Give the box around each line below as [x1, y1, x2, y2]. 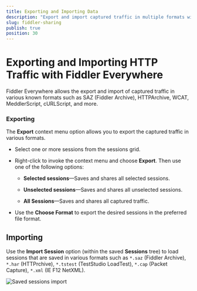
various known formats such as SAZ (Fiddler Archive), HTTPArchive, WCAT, [6, 94, 189, 101]
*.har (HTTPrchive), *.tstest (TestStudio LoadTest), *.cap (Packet [6, 260, 168, 267]
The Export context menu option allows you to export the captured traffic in [6, 128, 189, 135]
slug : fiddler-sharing [6, 19, 62, 25]
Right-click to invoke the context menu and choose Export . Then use [14, 157, 181, 165]
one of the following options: [14, 163, 84, 170]
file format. [14, 215, 42, 222]
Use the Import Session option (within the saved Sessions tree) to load [6, 248, 179, 255]
